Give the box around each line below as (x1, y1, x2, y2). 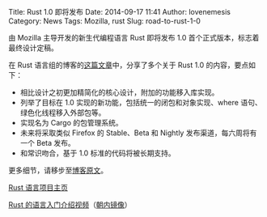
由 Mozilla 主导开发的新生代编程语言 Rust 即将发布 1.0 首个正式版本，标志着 (8, 33, 260, 42)
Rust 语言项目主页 (8, 183, 69, 192)
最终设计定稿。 (8, 43, 58, 53)
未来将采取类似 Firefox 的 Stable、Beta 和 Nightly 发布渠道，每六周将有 (19, 128, 257, 138)
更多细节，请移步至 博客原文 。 (8, 165, 108, 175)
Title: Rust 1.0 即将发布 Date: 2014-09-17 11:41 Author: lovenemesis (8, 7, 231, 16)
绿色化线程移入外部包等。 (19, 108, 106, 117)
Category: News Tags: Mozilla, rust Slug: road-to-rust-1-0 (8, 16, 201, 26)
